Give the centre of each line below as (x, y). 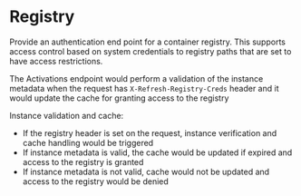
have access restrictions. (56, 61)
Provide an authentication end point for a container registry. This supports (147, 42)
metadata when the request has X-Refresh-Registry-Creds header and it (144, 88)
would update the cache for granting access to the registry (119, 98)
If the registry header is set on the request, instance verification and (150, 132)
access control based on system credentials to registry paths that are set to (150, 51)
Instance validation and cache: (67, 115)
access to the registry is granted (83, 162)
